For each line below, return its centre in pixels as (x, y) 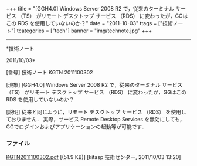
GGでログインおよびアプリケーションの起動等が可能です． (77, 127)
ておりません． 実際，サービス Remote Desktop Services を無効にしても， (96, 119)
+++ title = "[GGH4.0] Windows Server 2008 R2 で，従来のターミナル (90, 9)
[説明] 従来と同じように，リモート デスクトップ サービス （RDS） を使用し (96, 112)
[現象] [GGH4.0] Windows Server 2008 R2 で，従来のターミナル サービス (94, 85)
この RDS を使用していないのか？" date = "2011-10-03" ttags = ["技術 (89, 23)
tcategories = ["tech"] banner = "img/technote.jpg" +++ (84, 31)
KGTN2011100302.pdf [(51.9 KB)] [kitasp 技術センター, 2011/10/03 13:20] (94, 157)
